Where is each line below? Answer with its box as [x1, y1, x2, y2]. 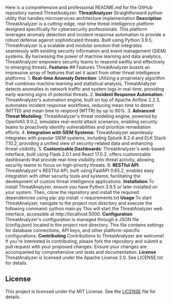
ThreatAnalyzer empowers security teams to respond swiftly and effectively [5, 59, 165, 64]
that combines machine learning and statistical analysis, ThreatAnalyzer [5, 80, 157, 86]
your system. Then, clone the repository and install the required [5, 189, 139, 195]
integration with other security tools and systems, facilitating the [5, 173, 140, 179]
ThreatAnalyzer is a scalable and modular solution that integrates [5, 42, 142, 48]
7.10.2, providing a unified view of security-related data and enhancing [5, 140, 153, 146]
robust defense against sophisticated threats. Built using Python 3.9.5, [5, 37, 153, 43]
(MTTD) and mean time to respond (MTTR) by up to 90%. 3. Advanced [5, 107, 155, 114]
